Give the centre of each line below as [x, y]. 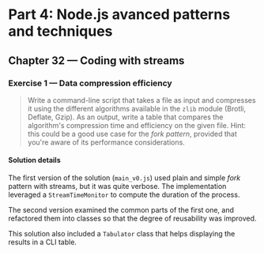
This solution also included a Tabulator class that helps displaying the [122, 234]
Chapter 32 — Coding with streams [96, 60]
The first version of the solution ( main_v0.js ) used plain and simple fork [124, 178]
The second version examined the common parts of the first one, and [121, 210]
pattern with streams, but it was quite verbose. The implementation [117, 187]
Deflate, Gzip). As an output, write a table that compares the [125, 117]
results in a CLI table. [43, 242]
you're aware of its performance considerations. [106, 142]
